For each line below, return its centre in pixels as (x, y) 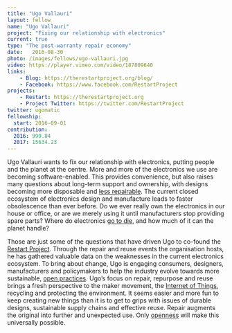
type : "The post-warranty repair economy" (69, 46)
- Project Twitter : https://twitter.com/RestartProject (102, 104)
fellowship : (24, 116)
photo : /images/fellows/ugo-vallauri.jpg (68, 59)
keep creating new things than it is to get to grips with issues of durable (109, 300)
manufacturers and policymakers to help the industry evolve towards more (113, 271)
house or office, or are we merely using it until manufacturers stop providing (116, 214)
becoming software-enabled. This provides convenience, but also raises (110, 177)
